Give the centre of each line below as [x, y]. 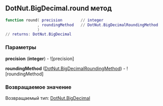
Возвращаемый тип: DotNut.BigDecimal [48, 98]
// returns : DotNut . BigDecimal [38, 34]
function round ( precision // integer [54, 20]
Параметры [21, 47]
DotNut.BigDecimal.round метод [59, 8]
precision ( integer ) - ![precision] [40, 59]
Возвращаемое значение [38, 87]
